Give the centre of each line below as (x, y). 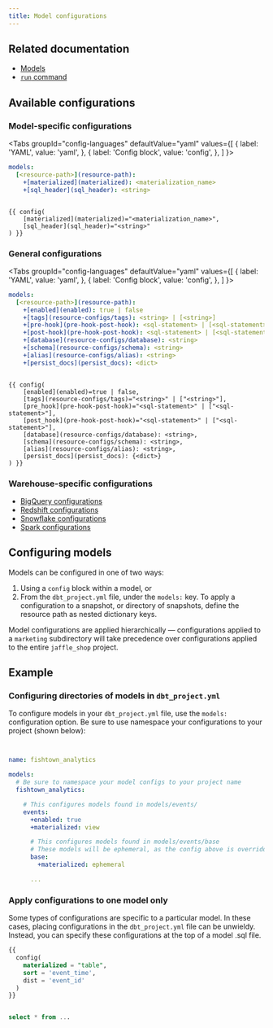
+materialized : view (65, 827)
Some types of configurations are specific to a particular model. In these (130, 918)
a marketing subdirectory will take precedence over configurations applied (133, 638)
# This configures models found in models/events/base (125, 842)
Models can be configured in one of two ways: (86, 572)
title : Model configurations (58, 16)
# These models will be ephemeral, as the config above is (132, 850)
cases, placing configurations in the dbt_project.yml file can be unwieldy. (132, 927)
